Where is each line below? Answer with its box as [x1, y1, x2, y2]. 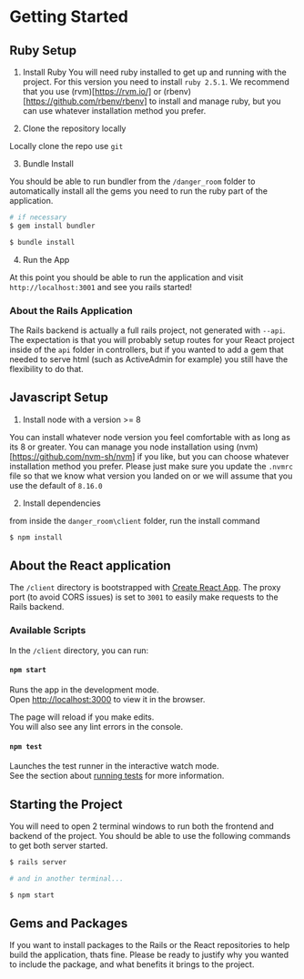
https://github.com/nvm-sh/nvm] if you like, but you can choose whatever [12, 450, 289, 461]
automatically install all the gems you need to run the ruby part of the [9, 186, 269, 197]
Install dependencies [22, 498, 102, 509]
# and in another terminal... [9, 873, 125, 883]
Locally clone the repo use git [9, 141, 124, 151]
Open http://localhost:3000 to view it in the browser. [9, 693, 206, 704]
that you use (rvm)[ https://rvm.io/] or [22, 86, 162, 96]
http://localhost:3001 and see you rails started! [9, 281, 193, 292]
